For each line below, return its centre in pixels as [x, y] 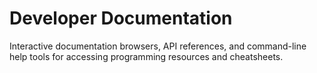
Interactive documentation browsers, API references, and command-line [158, 46]
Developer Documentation [121, 18]
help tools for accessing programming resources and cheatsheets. [146, 56]
